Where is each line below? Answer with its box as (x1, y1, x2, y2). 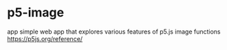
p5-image (7, 5, 64, 21)
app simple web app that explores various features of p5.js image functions (7, 27, 221, 36)
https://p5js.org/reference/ (7, 34, 83, 42)
